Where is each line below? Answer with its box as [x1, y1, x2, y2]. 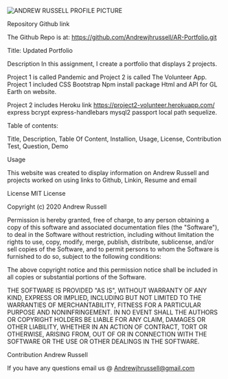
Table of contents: [7, 122, 58, 130]
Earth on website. [7, 88, 57, 95]
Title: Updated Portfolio [7, 47, 73, 54]
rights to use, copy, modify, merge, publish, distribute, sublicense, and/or [7, 238, 214, 246]
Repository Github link [7, 20, 70, 27]
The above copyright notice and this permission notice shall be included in [7, 266, 218, 274]
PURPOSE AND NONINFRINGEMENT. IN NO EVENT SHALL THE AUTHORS [7, 308, 218, 316]
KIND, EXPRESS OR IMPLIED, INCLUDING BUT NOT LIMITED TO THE [7, 294, 202, 301]
